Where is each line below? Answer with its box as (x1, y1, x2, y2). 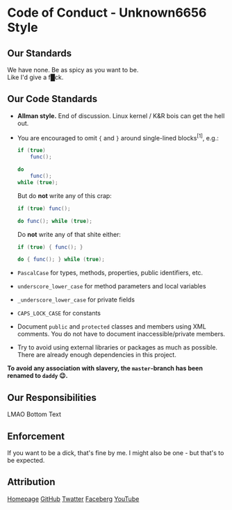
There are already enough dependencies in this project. (17, 351, 177, 359)
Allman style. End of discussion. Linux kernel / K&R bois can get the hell (17, 111, 225, 120)
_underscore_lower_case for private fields (17, 295, 135, 304)
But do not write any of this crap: (17, 191, 113, 199)
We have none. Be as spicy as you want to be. (7, 66, 139, 74)
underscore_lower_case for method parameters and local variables (17, 282, 206, 290)
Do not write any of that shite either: (17, 230, 122, 238)
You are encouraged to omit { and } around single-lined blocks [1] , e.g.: (17, 132, 219, 142)
